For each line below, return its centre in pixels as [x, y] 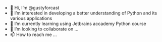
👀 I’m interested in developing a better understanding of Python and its [84, 13]
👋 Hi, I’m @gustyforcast [35, 8]
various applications [31, 18]
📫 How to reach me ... [33, 34]
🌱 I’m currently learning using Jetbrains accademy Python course [78, 23]
